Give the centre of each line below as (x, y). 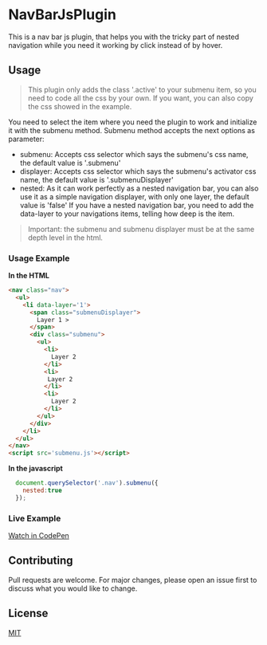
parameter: (27, 139)
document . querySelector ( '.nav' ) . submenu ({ (87, 483)
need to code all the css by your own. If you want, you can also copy (140, 98)
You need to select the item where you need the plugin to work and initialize (133, 122)
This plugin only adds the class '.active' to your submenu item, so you (142, 89)
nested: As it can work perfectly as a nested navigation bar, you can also (139, 188)
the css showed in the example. (80, 106)
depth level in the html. (65, 238)
